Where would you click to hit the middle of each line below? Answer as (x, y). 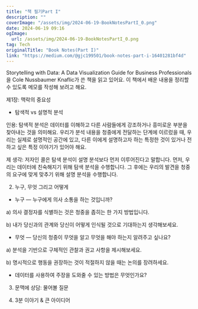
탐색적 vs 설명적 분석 (39, 112)
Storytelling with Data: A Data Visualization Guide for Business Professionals (99, 72)
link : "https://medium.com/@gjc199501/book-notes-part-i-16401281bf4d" (96, 56)
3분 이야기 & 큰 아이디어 (43, 300)
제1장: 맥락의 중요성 (29, 99)
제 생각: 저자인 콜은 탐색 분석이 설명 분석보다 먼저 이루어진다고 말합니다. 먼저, (95, 159)
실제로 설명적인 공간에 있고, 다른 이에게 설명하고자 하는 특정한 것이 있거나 (101, 139)
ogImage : (17, 34)
